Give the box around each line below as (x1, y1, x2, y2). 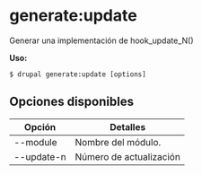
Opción (23, 120, 57, 133)
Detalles (109, 120, 146, 133)
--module (13, 136, 57, 148)
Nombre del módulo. (75, 136, 162, 148)
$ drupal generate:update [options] (9, 69, 146, 79)
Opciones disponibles (9, 94, 135, 109)
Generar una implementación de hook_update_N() (9, 35, 195, 46)
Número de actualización (75, 150, 181, 162)
